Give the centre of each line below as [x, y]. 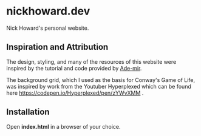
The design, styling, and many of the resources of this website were [91, 61]
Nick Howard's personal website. [48, 28]
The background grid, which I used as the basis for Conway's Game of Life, [101, 80]
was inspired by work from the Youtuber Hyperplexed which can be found [99, 86]
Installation [28, 112]
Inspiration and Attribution [57, 47]
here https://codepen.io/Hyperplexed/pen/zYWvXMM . [75, 93]
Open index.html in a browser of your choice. [63, 126]
